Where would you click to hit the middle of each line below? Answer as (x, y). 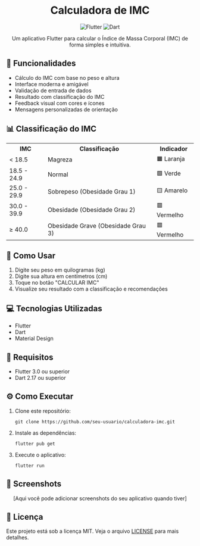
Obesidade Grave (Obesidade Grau (96, 226)
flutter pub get (35, 444)
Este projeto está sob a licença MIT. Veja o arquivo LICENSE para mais (93, 531)
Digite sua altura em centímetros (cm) (61, 276)
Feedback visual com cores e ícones (60, 103)
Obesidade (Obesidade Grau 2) (91, 210)
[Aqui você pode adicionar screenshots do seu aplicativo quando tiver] (100, 498)
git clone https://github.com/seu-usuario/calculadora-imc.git (95, 422)
